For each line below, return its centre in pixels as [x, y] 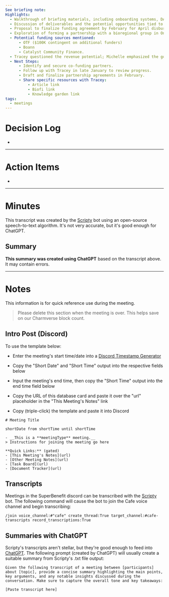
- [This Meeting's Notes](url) [38, 455]
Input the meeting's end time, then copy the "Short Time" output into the [88, 381]
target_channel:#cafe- [135, 516]
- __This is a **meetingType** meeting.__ [50, 438]
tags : [11, 99]
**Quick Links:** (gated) [32, 451]
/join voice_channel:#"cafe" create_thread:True [57, 516]
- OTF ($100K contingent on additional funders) [70, 43]
